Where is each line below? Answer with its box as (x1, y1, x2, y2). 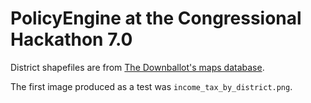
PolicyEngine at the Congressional (10, 7, 302, 30)
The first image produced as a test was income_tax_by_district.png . (10, 80, 293, 92)
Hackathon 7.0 (10, 28, 133, 51)
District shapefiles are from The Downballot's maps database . (10, 61, 265, 73)
